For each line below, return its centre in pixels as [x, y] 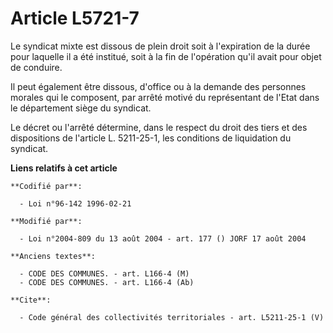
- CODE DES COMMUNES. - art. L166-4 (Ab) [107, 282]
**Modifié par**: [46, 221]
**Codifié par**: [46, 186]
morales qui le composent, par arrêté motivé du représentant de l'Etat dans [165, 97]
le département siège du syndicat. [81, 108]
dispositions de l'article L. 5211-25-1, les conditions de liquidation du [151, 138]
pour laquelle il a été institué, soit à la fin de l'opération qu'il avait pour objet [166, 56]
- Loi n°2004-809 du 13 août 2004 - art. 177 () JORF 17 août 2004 [163, 238]
